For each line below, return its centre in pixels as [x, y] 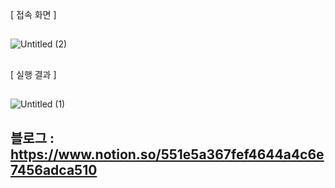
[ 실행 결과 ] [33, 74]
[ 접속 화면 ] [33, 14]
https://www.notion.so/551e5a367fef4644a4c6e [167, 154]
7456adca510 [54, 169]
